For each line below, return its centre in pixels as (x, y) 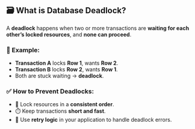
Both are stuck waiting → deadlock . (59, 76)
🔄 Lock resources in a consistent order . (64, 104)
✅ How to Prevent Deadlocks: (50, 91)
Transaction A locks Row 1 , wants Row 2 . (67, 63)
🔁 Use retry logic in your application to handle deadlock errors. (93, 120)
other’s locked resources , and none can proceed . (69, 34)
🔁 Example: (23, 50)
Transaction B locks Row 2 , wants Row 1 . (66, 70)
